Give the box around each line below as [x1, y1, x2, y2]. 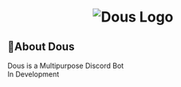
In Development [7, 69, 60, 79]
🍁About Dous [7, 40, 75, 53]
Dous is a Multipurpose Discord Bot [7, 61, 124, 70]
